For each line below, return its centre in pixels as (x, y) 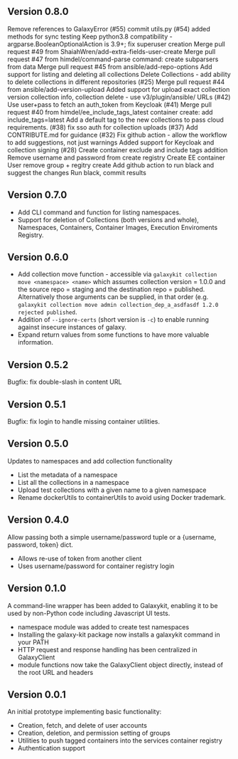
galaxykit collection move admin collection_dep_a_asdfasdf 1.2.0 (118, 305)
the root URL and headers (55, 672)
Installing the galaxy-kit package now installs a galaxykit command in (119, 634)
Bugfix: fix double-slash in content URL (65, 382)
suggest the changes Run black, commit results (77, 172)
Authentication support (51, 748)
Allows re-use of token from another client (80, 558)
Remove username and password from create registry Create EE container (116, 157)
